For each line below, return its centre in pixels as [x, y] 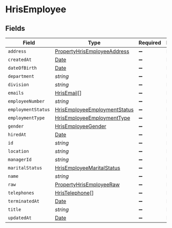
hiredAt [17, 134]
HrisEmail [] [68, 93]
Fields [15, 28]
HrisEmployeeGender [80, 126]
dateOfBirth [23, 68]
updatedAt [20, 218]
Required [150, 43]
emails [16, 93]
